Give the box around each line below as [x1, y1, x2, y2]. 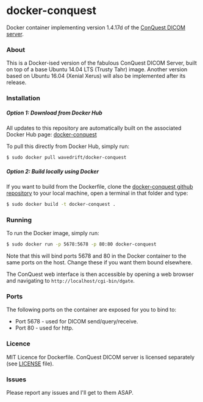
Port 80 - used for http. [15, 324, 74, 332]
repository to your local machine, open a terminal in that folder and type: [6, 189, 188, 197]
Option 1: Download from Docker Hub [6, 109, 102, 116]
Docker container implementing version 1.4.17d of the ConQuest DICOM [6, 24, 186, 31]
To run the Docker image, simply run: [6, 230, 99, 237]
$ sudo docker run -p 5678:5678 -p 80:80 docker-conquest [6, 241, 157, 247]
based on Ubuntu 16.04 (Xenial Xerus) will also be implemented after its [6, 72, 186, 80]
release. [6, 79, 27, 86]
